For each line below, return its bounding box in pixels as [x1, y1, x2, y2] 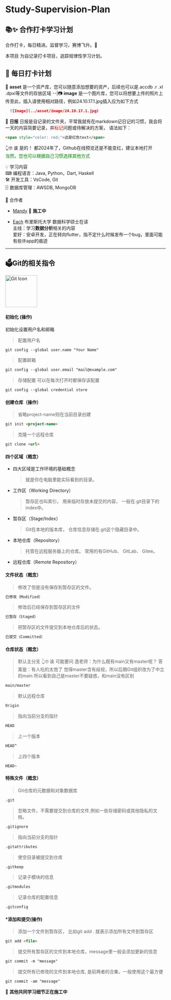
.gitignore [5, 824, 28, 829]
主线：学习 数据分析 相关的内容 [12, 225, 75, 231]
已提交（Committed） [5, 634, 45, 640]
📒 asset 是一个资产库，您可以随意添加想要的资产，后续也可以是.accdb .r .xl [5, 83, 163, 90]
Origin [5, 703, 19, 709]
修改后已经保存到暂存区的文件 [17, 604, 80, 610]
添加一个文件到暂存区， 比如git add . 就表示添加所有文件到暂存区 [17, 928, 154, 935]
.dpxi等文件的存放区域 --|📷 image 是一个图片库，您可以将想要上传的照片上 [5, 90, 163, 96]
